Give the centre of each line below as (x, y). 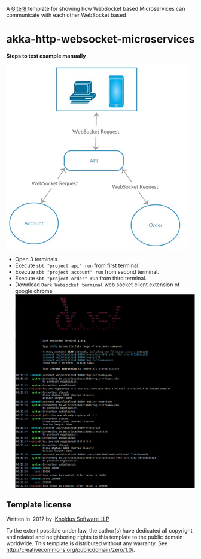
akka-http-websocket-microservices (100, 39)
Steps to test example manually (46, 56)
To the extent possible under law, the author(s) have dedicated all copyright (99, 531)
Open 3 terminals (36, 259)
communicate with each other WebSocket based (66, 15)
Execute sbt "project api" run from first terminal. (77, 265)
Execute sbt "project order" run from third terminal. (81, 278)
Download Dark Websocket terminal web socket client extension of (97, 285)
